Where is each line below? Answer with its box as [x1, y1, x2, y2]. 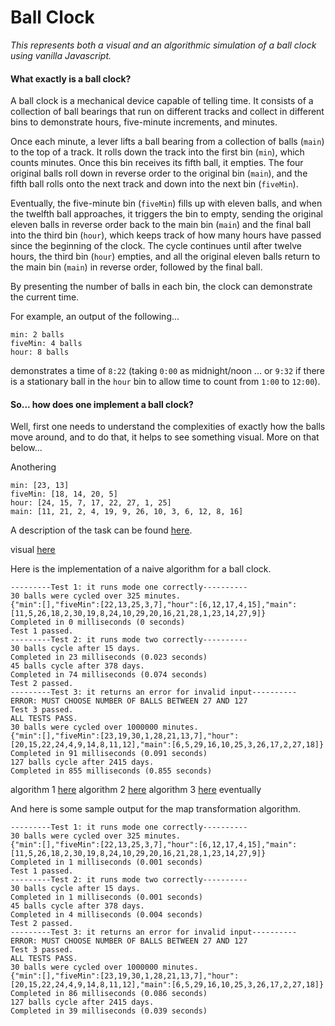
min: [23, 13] [10, 481, 70, 491]
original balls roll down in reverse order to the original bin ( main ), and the [10, 167, 308, 180]
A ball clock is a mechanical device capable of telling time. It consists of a [10, 95, 314, 107]
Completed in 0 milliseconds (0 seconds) [10, 617, 186, 628]
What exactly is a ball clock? [10, 72, 132, 85]
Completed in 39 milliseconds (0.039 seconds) [10, 1006, 208, 1016]
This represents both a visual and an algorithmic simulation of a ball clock [10, 39, 317, 51]
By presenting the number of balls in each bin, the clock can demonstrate [10, 281, 313, 293]
